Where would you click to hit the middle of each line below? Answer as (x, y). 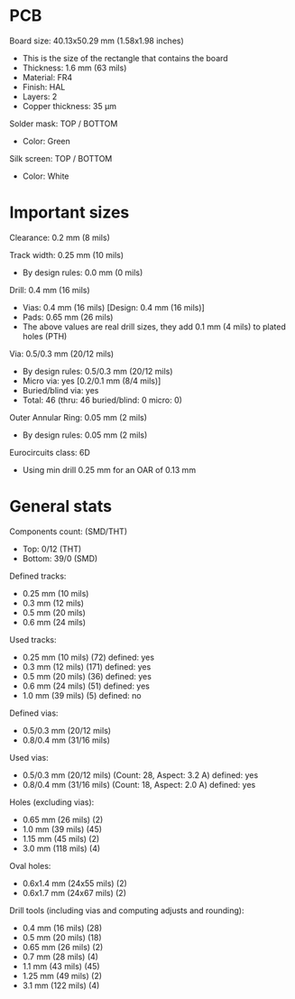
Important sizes (69, 213)
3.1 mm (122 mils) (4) (61, 985)
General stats (61, 507)
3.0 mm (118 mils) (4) (61, 848)
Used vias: (29, 757)
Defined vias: (34, 713)
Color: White (46, 176)
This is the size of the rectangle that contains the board (125, 58)
